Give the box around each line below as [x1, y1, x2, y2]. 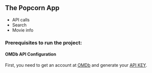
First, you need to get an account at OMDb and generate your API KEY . [5, 62, 148, 68]
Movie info [12, 27, 34, 33]
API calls [12, 17, 30, 22]
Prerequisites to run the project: [5, 39, 82, 46]
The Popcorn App [5, 4, 60, 12]
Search [12, 22, 27, 28]
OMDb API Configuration [5, 51, 57, 57]
